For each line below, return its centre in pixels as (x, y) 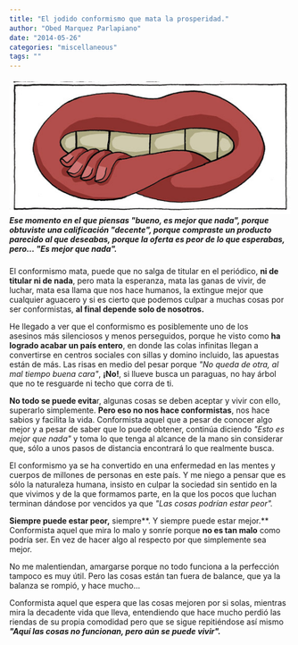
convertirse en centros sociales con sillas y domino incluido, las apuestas (144, 355)
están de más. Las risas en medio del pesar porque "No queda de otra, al (144, 364)
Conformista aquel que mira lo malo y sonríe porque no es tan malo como (145, 531)
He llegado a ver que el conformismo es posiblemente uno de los (129, 327)
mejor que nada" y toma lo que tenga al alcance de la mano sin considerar (146, 439)
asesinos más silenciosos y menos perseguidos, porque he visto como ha (145, 336)
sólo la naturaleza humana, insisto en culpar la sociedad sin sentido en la (143, 485)
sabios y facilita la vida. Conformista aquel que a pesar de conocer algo (141, 420)
